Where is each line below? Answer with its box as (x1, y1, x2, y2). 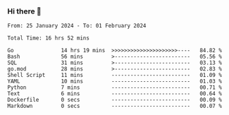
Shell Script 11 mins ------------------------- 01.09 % (7, 72, 222, 79)
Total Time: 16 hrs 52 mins (7, 35, 90, 42)
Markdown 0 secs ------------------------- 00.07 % (7, 102, 222, 110)
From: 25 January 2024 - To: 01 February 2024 (7, 23, 147, 30)
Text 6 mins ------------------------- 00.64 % (7, 90, 222, 97)
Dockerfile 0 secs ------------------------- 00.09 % (7, 97, 222, 104)
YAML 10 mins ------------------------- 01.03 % (7, 78, 222, 85)
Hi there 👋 (7, 6, 42, 16)
